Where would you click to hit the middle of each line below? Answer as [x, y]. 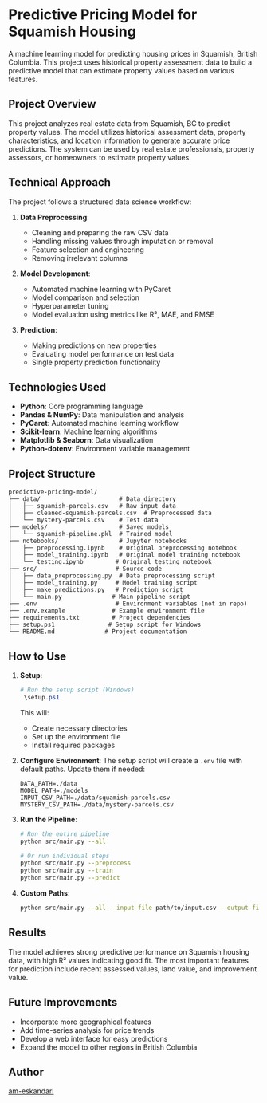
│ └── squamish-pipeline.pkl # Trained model [90, 534]
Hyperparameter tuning [70, 305]
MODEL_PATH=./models [54, 790]
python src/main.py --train [66, 871]
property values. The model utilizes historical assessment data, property [127, 132]
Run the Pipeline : [48, 819]
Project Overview [52, 104]
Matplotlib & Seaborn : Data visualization [86, 440]
